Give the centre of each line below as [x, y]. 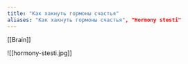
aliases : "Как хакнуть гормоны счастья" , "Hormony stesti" [94, 20]
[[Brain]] [19, 39]
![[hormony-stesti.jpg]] [40, 53]
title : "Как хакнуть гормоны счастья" [63, 13]
